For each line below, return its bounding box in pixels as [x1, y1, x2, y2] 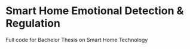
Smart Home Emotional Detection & [5, 4, 184, 18]
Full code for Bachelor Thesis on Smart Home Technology [5, 36, 148, 43]
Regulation [5, 17, 61, 30]
